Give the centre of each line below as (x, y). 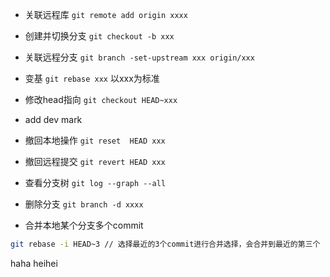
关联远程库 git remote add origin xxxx (106, 14)
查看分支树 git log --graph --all (95, 182)
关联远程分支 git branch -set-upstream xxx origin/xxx (139, 57)
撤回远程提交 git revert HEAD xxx (95, 161)
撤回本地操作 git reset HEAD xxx (95, 140)
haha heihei (34, 263)
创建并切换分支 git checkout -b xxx (99, 36)
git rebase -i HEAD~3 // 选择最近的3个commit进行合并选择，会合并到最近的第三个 (165, 244)
